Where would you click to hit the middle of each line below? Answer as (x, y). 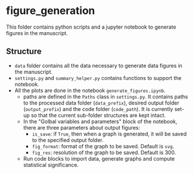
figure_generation (51, 11)
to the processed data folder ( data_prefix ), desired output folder (101, 103)
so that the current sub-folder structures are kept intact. (98, 115)
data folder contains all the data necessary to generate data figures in (98, 65)
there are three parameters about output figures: (82, 127)
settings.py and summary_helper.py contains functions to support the (98, 78)
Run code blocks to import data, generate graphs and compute (99, 158)
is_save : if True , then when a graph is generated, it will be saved (109, 134)
